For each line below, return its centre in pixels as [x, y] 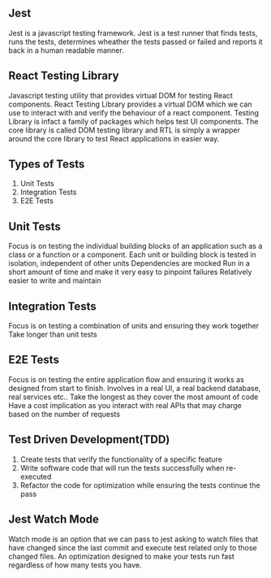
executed [36, 476]
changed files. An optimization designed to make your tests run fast [121, 556]
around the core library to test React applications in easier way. [114, 138]
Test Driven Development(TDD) [89, 439]
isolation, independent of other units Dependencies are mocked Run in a [129, 263]
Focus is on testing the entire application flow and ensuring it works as [127, 379]
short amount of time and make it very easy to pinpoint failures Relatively [130, 272]
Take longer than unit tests [53, 335]
